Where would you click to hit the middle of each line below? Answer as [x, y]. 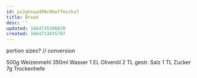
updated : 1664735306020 [36, 28]
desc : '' [17, 23]
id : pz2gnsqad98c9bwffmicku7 [43, 12]
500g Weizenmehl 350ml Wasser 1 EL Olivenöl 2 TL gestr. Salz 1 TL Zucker [98, 63]
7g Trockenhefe [26, 68]
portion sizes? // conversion [41, 51]
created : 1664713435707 [36, 34]
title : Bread [23, 17]
